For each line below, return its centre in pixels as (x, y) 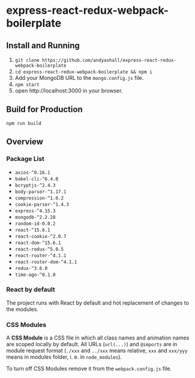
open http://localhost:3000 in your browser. (69, 90)
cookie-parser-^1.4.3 (42, 204)
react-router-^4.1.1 (40, 255)
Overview (25, 142)
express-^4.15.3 (35, 211)
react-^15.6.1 (32, 230)
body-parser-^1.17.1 (40, 192)
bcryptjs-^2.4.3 (35, 185)
